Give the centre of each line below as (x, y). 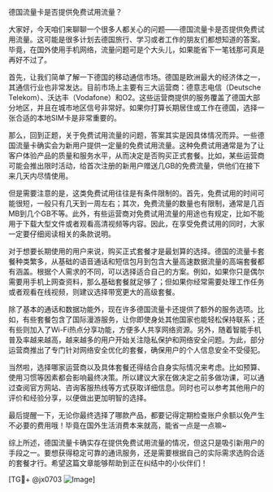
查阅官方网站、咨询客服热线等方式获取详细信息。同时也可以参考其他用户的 (140, 388)
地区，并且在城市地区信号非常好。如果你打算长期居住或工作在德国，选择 (136, 108)
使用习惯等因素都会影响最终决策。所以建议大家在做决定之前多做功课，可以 (133, 378)
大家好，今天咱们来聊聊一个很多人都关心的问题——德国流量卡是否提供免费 (133, 29)
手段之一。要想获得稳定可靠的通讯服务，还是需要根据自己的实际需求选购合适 (136, 453)
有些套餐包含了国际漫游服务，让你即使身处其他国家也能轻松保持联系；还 (143, 319)
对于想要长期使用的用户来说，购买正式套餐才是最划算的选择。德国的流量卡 (133, 251)
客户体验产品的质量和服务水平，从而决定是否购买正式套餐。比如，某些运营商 (136, 156)
